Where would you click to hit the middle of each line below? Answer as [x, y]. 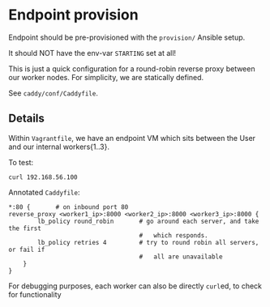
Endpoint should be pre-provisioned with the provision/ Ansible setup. [127, 37]
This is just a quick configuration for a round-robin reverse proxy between [132, 68]
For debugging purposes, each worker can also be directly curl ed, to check [135, 286]
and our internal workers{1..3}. [59, 147]
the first [25, 228]
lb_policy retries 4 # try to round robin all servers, [148, 242]
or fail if [27, 249]
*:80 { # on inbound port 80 [69, 207]
